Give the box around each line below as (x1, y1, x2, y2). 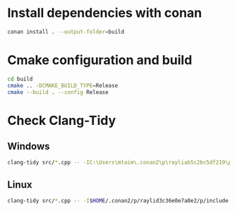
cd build (7, 76, 33, 83)
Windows (7, 140, 50, 152)
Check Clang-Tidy (7, 112, 116, 128)
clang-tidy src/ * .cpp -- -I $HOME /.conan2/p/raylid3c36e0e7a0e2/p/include (7, 198, 229, 205)
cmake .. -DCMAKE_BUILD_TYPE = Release (7, 82, 119, 89)
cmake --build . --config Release (7, 88, 109, 96)
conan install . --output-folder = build (7, 28, 125, 35)
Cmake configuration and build (7, 52, 193, 68)
